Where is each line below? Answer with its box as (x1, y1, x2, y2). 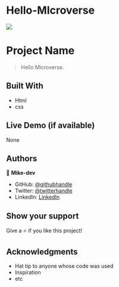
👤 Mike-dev (6, 169, 36, 177)
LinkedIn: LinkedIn (14, 193, 60, 200)
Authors (6, 153, 37, 163)
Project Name (6, 44, 75, 57)
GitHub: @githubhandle (14, 181, 73, 188)
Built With (6, 81, 43, 91)
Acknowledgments (6, 246, 79, 257)
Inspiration (14, 269, 41, 276)
